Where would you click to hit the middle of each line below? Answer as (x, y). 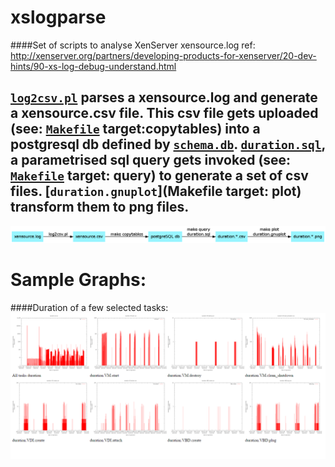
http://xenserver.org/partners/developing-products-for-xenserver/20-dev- (163, 55)
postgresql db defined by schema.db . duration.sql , (168, 144)
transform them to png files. (100, 207)
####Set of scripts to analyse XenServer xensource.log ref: (133, 45)
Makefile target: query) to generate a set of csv (159, 176)
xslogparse (58, 17)
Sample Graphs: (78, 280)
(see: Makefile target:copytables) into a (135, 129)
